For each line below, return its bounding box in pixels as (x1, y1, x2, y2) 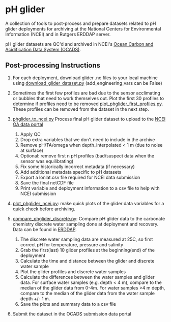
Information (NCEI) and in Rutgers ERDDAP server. (5, 31, 111, 37)
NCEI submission (20, 190, 56, 197)
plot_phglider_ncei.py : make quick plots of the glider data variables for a (12, 200, 164, 206)
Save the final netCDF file (20, 179, 74, 186)
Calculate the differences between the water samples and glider (20, 274, 155, 280)
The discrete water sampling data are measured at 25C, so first (20, 236, 153, 242)
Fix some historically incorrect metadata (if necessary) (20, 164, 135, 170)
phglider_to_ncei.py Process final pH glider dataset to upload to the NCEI (12, 116, 166, 122)
